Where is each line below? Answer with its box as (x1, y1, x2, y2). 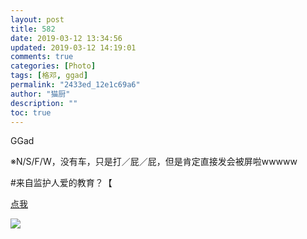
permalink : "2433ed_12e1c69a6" (10, 80, 141, 90)
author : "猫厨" (10, 89, 71, 99)
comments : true (10, 52, 74, 62)
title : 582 (10, 24, 56, 34)
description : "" (10, 98, 78, 108)
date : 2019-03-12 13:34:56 (10, 33, 123, 43)
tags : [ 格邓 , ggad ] (10, 71, 89, 81)
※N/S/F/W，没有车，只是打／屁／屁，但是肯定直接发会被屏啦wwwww (10, 156, 298, 168)
